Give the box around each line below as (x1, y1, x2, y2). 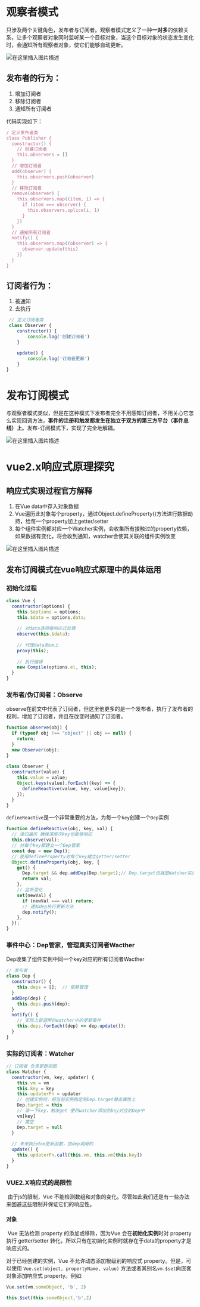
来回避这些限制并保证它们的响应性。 (6, 1201, 95, 1207)
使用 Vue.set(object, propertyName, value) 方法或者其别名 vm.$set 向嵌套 (11, 1265, 192, 1272)
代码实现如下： (6, 118, 43, 125)
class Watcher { (6, 1069, 46, 1075)
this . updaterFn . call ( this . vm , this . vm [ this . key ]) (17, 1152, 143, 1158)
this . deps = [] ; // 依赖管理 (17, 984, 88, 991)
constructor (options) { (11, 603, 70, 609)
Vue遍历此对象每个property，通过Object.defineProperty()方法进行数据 (14, 510, 188, 517)
